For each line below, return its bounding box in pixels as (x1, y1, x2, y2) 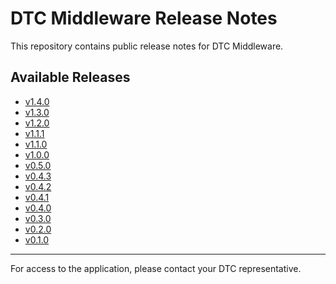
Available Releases (10, 69, 131, 86)
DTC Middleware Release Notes (10, 7, 278, 30)
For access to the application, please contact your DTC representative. (10, 262, 302, 274)
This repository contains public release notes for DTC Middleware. (10, 40, 284, 52)
